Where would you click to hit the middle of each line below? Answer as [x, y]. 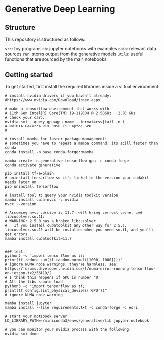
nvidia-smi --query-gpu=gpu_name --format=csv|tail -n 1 [65, 122]
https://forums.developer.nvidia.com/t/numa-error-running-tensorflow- [80, 269]
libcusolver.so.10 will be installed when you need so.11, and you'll [79, 230]
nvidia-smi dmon [22, 334]
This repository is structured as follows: [45, 39]
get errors [16, 234]
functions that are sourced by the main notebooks [56, 59]
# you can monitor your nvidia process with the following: [68, 329]
